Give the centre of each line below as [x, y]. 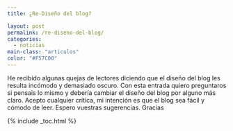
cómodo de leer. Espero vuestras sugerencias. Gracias [86, 107]
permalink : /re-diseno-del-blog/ [56, 33]
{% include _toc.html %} [42, 121]
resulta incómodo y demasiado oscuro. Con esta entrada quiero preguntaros [117, 85]
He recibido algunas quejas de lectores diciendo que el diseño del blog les [114, 78]
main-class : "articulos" [43, 52]
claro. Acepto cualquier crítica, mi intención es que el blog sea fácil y [106, 100]
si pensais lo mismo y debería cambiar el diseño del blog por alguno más [112, 93]
